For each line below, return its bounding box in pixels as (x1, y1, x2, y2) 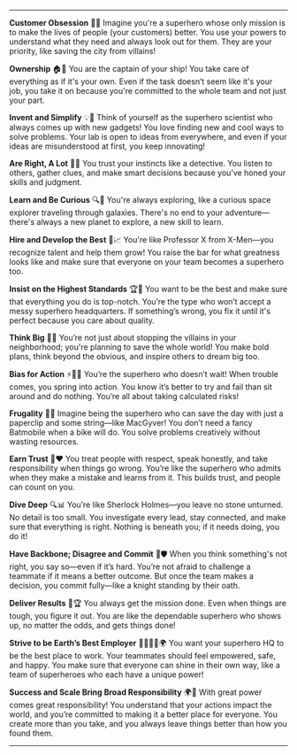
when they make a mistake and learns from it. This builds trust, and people (9, 473, 281, 482)
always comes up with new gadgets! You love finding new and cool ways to (9, 122, 285, 133)
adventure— (225, 207, 270, 218)
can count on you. (9, 482, 75, 492)
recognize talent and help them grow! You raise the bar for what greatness (9, 247, 280, 258)
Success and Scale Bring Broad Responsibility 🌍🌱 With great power (9, 687, 263, 697)
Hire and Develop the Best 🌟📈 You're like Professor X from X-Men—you (9, 235, 274, 244)
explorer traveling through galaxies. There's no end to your (9, 207, 224, 218)
